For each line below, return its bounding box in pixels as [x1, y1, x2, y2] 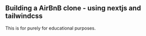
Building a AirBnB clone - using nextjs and [5, 4, 141, 12]
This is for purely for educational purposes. [5, 25, 96, 31]
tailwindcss [5, 12, 43, 20]
